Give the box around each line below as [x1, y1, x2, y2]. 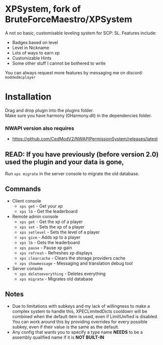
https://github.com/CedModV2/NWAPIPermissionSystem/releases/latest [12, 136, 158, 142]
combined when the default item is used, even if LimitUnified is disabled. [12, 313, 159, 319]
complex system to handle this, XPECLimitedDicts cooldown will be [12, 308, 147, 314]
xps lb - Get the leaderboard [19, 208, 78, 214]
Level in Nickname [12, 45, 50, 50]
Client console [12, 198, 41, 204]
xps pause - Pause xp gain [19, 245, 72, 251]
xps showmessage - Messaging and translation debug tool [19, 260, 133, 266]
